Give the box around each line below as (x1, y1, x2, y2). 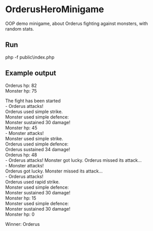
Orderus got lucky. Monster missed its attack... (5, 168, 103, 174)
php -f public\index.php (5, 54, 55, 60)
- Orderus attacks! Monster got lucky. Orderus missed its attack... (5, 157, 142, 163)
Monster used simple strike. (5, 135, 63, 141)
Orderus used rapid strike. (5, 179, 60, 185)
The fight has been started (5, 98, 61, 104)
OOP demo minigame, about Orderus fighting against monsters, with (5, 20, 148, 26)
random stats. (5, 25, 34, 32)
